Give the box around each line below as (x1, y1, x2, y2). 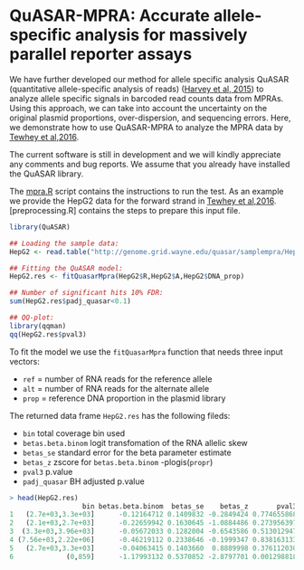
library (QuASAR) (9, 223, 71, 232)
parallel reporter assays (9, 44, 193, 64)
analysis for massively (75, 24, 248, 45)
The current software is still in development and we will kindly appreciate (9, 148, 281, 159)
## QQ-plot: (9, 313, 54, 322)
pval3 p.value (22, 466, 73, 477)
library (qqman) (9, 321, 67, 330)
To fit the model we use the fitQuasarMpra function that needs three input (9, 346, 283, 357)
